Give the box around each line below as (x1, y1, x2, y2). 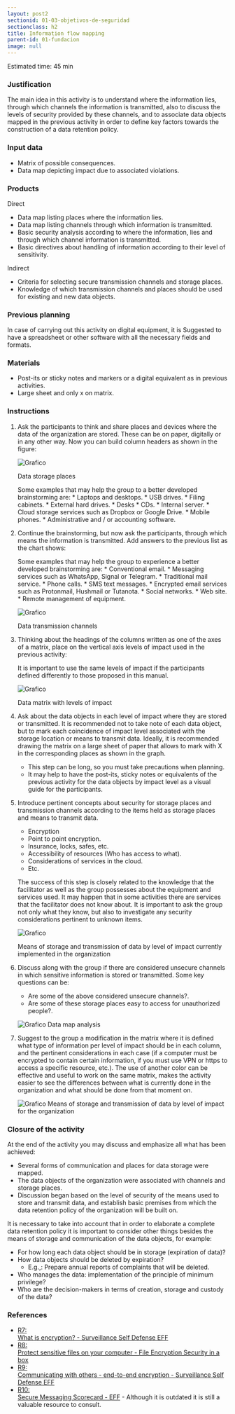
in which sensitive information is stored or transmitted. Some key (17, 970, 204, 979)
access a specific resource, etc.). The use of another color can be (17, 1063, 208, 1072)
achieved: (7, 1148, 36, 1156)
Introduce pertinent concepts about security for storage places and (17, 798, 212, 806)
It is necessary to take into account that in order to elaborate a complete (7, 1220, 215, 1228)
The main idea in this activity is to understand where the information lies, (7, 95, 217, 104)
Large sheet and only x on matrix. (17, 389, 114, 397)
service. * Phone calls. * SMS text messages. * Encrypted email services (17, 579, 227, 588)
